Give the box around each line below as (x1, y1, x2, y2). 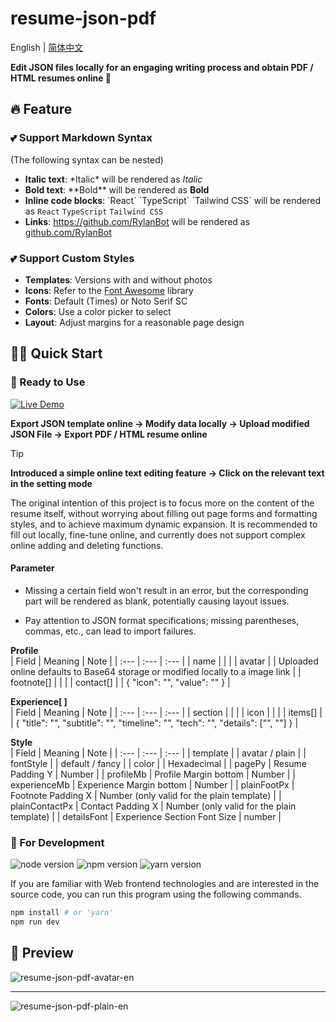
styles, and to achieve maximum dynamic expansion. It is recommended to (10, 518, 318, 530)
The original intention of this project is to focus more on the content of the (10, 497, 315, 509)
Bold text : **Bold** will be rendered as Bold (24, 183, 210, 196)
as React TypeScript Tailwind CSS (24, 205, 164, 217)
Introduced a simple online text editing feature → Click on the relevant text (10, 467, 325, 479)
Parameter (10, 562, 55, 574)
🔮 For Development (10, 835, 105, 849)
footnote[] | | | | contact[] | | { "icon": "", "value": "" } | (10, 676, 231, 688)
